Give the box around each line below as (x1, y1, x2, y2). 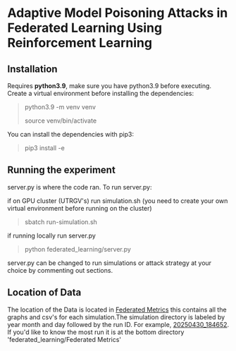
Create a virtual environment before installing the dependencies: (7, 90, 194, 97)
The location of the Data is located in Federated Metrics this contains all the (7, 305, 227, 314)
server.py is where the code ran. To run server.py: (7, 183, 152, 191)
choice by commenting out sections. (7, 266, 113, 274)
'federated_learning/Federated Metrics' (7, 335, 122, 343)
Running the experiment (7, 164, 116, 176)
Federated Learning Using (7, 20, 163, 36)
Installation (7, 63, 58, 75)
